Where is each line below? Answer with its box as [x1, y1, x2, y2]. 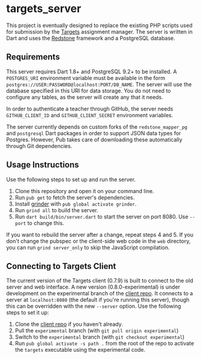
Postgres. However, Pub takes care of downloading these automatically [6, 136, 183, 143]
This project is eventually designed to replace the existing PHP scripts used [6, 22, 193, 29]
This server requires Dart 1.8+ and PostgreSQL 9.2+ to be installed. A [6, 68, 177, 75]
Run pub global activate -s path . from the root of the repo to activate [14, 340, 194, 347]
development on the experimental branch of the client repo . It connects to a [6, 290, 193, 297]
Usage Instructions [6, 160, 79, 170]
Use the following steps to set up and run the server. [6, 176, 136, 183]
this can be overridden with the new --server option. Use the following [6, 302, 181, 310]
